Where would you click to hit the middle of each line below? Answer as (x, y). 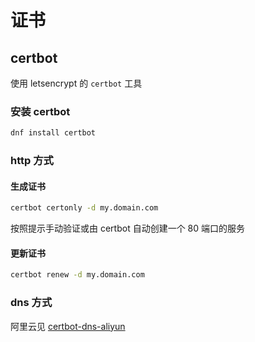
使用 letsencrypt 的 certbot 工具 (76, 83)
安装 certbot (40, 111)
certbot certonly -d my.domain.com (84, 208)
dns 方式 (31, 303)
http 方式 (32, 161)
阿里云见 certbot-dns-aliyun (68, 326)
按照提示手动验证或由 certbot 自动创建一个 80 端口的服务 (128, 228)
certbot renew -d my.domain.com (77, 275)
